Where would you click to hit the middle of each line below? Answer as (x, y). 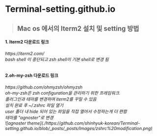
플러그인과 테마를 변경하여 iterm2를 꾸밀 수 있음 (51, 99)
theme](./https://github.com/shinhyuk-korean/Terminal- (84, 123)
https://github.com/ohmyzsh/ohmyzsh (44, 87)
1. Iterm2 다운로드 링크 (27, 42)
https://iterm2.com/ (25, 53)
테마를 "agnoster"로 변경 (29, 117)
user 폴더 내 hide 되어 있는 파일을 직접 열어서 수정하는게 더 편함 (66, 111)
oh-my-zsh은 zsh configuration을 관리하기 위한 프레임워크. (63, 93)
